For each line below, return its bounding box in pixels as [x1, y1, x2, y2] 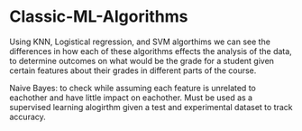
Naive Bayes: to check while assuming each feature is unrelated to [9, 82, 257, 93]
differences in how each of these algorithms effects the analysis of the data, [9, 45, 293, 56]
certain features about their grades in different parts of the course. [9, 65, 257, 76]
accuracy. [9, 111, 47, 122]
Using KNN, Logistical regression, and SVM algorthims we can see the [9, 36, 270, 47]
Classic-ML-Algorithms [9, 6, 188, 27]
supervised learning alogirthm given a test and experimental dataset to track [9, 101, 293, 112]
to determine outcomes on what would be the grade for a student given [9, 55, 275, 66]
